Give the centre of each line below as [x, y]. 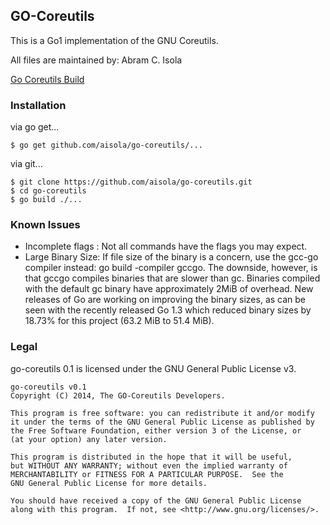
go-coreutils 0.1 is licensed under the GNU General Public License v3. [153, 368]
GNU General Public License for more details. [109, 483]
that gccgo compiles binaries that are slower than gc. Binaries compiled [172, 278]
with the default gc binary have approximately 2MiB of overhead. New [169, 289]
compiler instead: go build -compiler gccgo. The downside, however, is [171, 268]
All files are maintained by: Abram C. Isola [96, 60]
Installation [38, 105]
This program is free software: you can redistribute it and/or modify [162, 413]
